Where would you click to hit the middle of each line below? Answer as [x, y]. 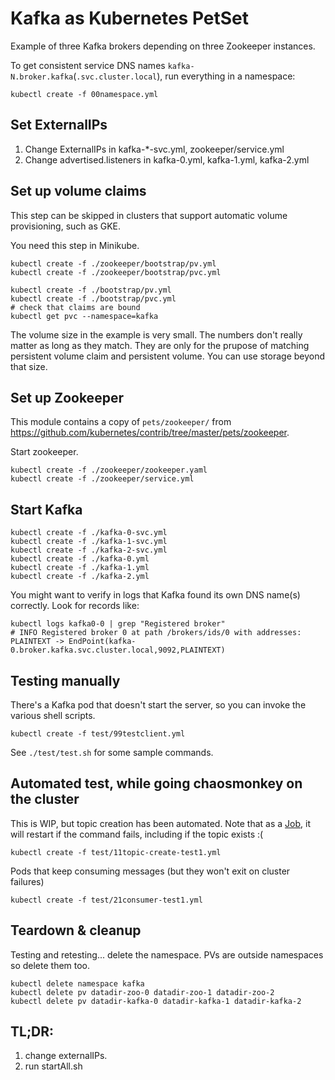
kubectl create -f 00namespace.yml [84, 94]
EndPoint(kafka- [102, 642]
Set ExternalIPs [59, 125]
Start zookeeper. [44, 452]
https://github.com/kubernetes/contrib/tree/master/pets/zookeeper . [150, 433]
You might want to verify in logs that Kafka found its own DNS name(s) [155, 595]
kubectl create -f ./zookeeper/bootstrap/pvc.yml [116, 272]
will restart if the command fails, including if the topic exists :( [137, 834]
